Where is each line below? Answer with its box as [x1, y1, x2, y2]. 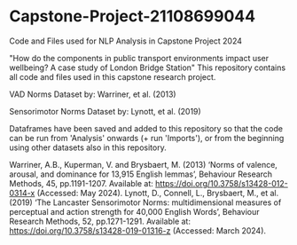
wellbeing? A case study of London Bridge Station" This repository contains [9, 62, 286, 73]
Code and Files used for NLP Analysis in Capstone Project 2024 [9, 36, 242, 46]
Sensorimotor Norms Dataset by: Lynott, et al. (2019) [9, 106, 201, 116]
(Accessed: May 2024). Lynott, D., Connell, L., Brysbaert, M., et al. [36, 187, 279, 198]
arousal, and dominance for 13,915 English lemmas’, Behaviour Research [9, 169, 273, 179]
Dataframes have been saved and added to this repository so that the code [9, 122, 284, 134]
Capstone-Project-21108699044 [9, 6, 255, 27]
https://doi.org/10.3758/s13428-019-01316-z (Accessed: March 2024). [9, 225, 267, 236]
